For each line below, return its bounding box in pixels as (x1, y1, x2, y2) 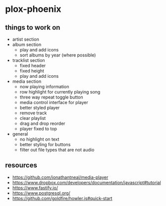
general (12, 131, 28, 137)
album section (12, 42, 42, 48)
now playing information (19, 84, 69, 90)
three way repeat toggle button (19, 94, 83, 100)
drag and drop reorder (19, 120, 65, 126)
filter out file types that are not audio (19, 147, 95, 153)
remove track (19, 110, 47, 116)
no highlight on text (19, 136, 59, 142)
